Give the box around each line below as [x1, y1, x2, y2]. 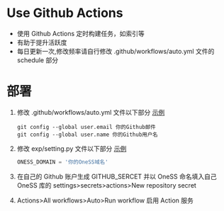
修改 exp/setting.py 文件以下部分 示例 [16, 144, 127, 153]
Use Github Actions [6, 5, 123, 21]
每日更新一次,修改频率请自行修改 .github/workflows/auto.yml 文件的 [16, 47, 215, 55]
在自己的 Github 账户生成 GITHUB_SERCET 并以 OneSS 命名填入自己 [16, 172, 217, 181]
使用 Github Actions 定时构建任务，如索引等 [16, 29, 145, 38]
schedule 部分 [16, 55, 58, 64]
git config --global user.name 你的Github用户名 [16, 131, 158, 138]
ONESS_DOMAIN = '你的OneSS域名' [16, 158, 108, 166]
